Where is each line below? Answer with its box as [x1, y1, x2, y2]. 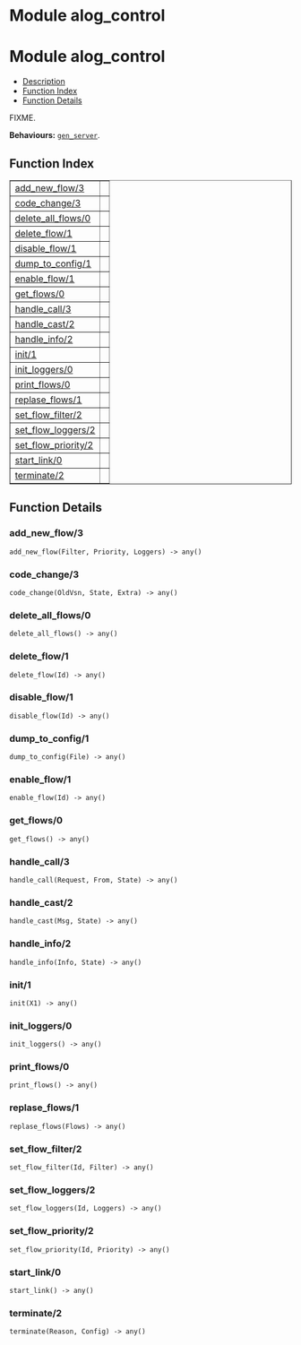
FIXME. [9, 113, 36, 124]
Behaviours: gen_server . [9, 130, 100, 141]
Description [21, 76, 65, 87]
